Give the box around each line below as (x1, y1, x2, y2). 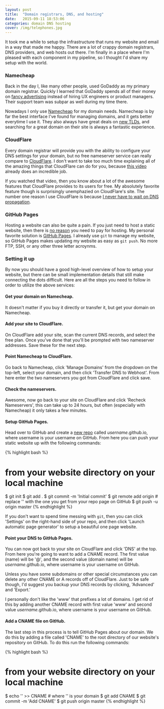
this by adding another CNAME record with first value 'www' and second (5, 601, 152, 607)
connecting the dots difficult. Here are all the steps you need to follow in (5, 277, 151, 283)
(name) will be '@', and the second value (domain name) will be (5, 556, 133, 563)
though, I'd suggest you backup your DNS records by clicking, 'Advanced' (5, 582, 155, 588)
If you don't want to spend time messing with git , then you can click (5, 513, 143, 519)
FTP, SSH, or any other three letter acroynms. (5, 243, 97, 249)
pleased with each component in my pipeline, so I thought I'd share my (5, 55, 148, 60)
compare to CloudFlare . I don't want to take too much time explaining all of (5, 158, 156, 164)
